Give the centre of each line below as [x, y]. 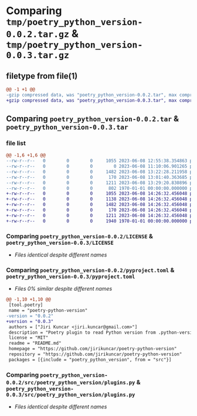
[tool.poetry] [26, 305]
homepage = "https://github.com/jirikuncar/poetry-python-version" [93, 349]
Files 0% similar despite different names [63, 289]
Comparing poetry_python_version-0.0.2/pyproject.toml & [90, 270]
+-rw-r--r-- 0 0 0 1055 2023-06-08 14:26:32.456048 [97, 194]
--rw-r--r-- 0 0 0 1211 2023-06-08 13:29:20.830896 [97, 183]
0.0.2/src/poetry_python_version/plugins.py [71, 382]
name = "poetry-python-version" [48, 311]
